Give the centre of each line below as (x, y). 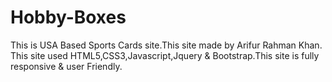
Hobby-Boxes (68, 17)
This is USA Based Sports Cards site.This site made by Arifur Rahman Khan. (166, 45)
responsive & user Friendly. (66, 66)
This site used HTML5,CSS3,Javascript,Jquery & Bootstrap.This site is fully (165, 55)
